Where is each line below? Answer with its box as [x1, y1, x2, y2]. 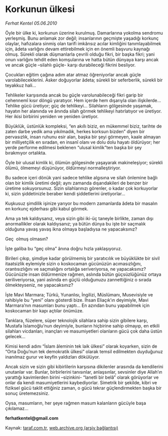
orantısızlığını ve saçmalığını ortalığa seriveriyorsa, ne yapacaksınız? [5, 266, 146, 272]
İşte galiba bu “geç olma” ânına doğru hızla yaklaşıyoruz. [5, 245, 122, 252]
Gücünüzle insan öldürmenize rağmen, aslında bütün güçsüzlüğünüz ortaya [5, 271, 161, 277]
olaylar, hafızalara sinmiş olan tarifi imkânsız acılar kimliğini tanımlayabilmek [5, 40, 161, 46]
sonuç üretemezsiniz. [5, 390, 50, 396]
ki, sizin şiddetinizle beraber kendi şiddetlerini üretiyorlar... [5, 190, 125, 196]
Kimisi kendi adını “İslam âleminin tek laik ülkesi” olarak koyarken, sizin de [5, 343, 157, 349]
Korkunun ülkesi [5, 4, 75, 15]
